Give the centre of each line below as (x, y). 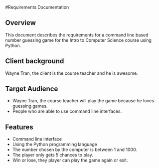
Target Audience (32, 89)
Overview (21, 23)
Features (19, 127)
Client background (35, 61)
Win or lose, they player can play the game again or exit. (70, 160)
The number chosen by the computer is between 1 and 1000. (75, 150)
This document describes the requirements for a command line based (77, 35)
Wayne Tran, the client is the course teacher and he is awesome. (72, 73)
